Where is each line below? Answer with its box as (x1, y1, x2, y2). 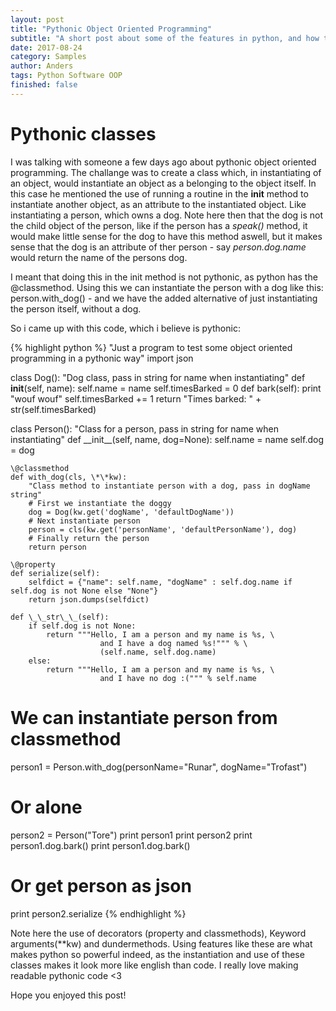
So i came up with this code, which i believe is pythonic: (10, 322, 241, 334)
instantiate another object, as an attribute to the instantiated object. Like (10, 198, 307, 210)
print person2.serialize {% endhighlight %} (10, 907, 187, 920)
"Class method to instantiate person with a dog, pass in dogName (28, 481, 311, 491)
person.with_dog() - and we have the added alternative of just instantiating (10, 292, 318, 304)
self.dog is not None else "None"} (10, 586, 159, 596)
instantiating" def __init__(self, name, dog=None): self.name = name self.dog (10, 433, 324, 445)
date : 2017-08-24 (10, 42, 83, 53)
